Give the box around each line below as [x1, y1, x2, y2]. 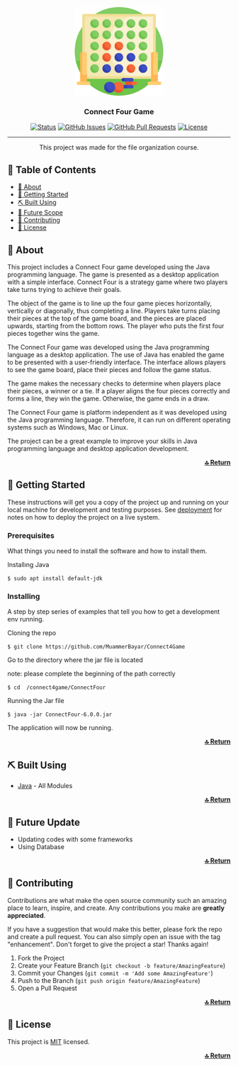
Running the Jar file [7, 697, 65, 705]
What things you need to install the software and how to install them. [7, 546, 208, 556]
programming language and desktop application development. [7, 444, 189, 453]
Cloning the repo [7, 629, 57, 637]
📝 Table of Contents [7, 164, 96, 176]
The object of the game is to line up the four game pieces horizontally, [7, 298, 212, 308]
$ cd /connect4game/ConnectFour [7, 684, 106, 691]
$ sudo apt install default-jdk [7, 575, 103, 583]
